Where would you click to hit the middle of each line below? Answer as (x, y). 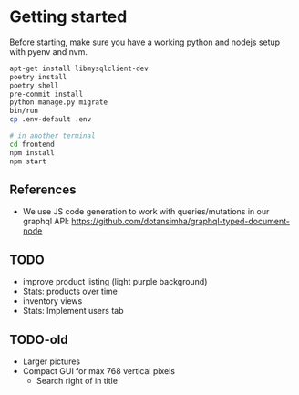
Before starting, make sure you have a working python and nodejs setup (145, 42)
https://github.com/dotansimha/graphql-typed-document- (180, 222)
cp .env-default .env (51, 120)
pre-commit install (46, 94)
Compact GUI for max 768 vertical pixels (99, 371)
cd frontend (32, 144)
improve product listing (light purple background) (115, 282)
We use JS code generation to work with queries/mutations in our (146, 212)
